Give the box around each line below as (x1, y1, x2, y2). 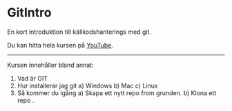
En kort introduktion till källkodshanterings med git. (7, 28, 152, 36)
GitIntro (7, 5, 52, 21)
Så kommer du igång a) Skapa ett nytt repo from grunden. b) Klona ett (17, 88, 217, 97)
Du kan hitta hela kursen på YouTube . (7, 41, 114, 49)
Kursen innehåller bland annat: (7, 61, 95, 69)
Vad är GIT (17, 74, 48, 82)
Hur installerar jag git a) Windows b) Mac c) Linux (17, 81, 158, 90)
